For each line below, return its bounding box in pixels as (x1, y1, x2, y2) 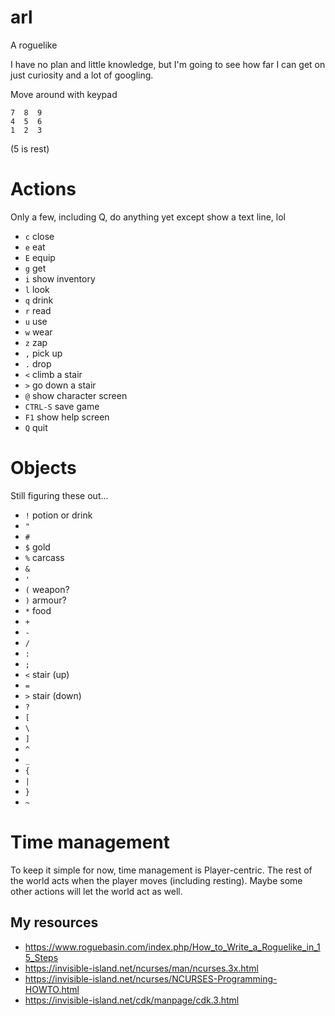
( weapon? (24, 583, 70, 595)
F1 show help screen (24, 411, 110, 423)
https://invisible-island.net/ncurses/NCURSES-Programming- (24, 972, 278, 985)
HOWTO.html (24, 983, 80, 995)
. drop (24, 357, 52, 370)
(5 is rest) (10, 142, 50, 155)
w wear (24, 326, 53, 338)
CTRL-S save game (24, 400, 100, 412)
